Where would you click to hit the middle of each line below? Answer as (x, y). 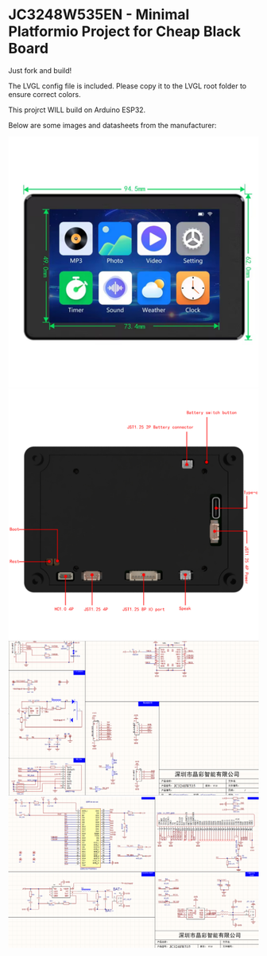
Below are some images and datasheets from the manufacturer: (112, 125)
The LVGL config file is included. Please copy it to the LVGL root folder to (128, 86)
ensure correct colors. (44, 94)
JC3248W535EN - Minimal (99, 15)
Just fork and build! (40, 70)
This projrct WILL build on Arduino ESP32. (77, 110)
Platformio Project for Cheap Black (124, 31)
